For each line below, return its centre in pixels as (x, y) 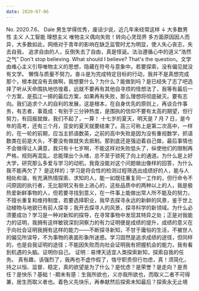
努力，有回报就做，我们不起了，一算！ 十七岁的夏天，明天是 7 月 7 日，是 (96, 118)
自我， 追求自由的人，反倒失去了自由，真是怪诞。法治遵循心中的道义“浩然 (101, 52)
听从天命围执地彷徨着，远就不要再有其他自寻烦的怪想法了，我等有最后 (102, 88)
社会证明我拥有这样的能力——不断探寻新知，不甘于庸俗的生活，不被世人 (105, 230)
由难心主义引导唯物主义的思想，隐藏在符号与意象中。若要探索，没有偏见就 (97, 67)
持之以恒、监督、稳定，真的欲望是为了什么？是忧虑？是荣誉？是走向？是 (94, 267)
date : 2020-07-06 (28, 12)
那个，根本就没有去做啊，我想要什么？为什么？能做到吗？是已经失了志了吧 (97, 81)
